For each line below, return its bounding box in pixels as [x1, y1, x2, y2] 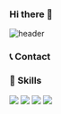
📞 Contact [9, 51, 51, 63]
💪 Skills [9, 75, 42, 87]
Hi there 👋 [9, 8, 54, 20]
